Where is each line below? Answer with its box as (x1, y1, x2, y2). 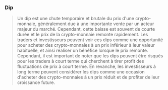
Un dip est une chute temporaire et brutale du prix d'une (17, 16, 135, 22)
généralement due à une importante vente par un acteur (37, 21, 154, 27)
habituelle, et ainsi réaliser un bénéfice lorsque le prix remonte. (17, 47, 148, 54)
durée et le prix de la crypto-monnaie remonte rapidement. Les (17, 32, 148, 38)
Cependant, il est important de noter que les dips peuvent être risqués (17, 53, 163, 59)
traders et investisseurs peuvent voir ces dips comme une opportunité (17, 37, 163, 43)
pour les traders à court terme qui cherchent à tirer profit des (17, 58, 144, 64)
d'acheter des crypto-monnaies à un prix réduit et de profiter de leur (17, 74, 160, 80)
